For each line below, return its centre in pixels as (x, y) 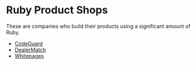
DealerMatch (30, 49)
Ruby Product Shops (57, 10)
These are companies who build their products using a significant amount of (98, 26)
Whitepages (29, 56)
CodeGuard (28, 44)
